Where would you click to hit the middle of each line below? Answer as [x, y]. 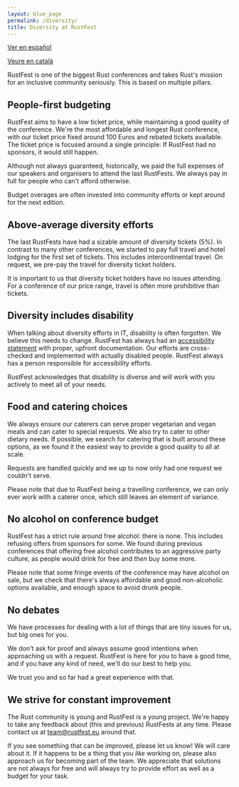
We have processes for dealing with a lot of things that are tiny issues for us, [119, 627]
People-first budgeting [59, 105]
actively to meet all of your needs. [57, 384]
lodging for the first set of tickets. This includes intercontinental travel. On [115, 257]
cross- [200, 348]
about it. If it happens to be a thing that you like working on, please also [112, 754]
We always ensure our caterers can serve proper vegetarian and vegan [112, 424]
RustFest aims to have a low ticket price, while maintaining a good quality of [118, 122]
